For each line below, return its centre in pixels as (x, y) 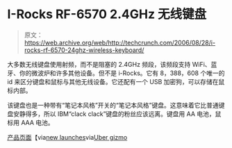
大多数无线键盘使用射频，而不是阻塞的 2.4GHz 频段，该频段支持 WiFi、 (109, 64)
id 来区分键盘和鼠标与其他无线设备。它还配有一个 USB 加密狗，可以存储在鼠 (116, 81)
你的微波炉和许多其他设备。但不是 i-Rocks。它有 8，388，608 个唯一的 (122, 73)
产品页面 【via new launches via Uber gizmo (67, 137)
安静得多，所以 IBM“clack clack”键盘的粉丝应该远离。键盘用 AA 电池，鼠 (117, 114)
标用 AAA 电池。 (31, 122)
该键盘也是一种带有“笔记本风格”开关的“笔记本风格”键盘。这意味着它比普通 (113, 105)
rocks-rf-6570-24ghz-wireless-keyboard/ (84, 50)
